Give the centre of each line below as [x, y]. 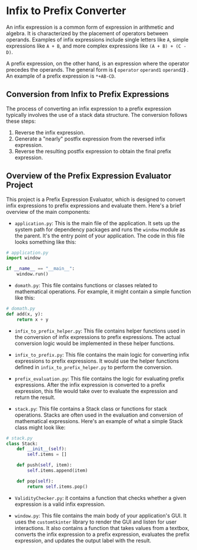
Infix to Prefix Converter [66, 11]
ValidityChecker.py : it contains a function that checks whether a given [100, 498]
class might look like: [40, 427]
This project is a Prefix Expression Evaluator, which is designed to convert [96, 199]
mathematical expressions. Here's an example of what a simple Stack [99, 421]
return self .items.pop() [58, 487]
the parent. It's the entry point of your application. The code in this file [99, 236]
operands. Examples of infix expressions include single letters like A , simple [97, 39]
